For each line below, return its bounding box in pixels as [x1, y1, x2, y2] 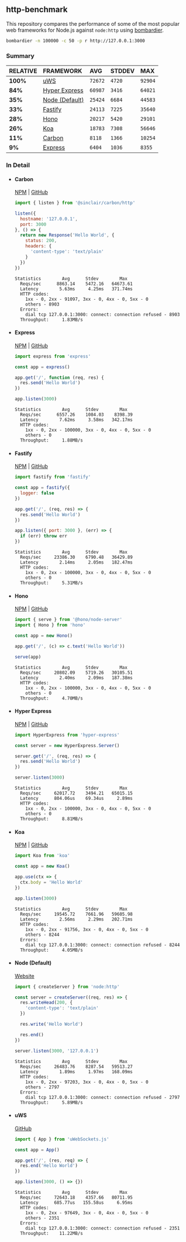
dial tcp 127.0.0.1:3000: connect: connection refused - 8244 [25, 942, 180, 948]
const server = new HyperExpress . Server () [14, 742, 120, 748]
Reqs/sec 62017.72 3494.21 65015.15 [20, 790, 133, 796]
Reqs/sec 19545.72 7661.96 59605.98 [20, 911, 133, 917]
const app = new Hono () [14, 633, 73, 639]
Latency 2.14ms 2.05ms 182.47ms [20, 559, 133, 565]
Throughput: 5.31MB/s [20, 580, 83, 586]
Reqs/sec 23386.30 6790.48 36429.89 [20, 554, 133, 561]
